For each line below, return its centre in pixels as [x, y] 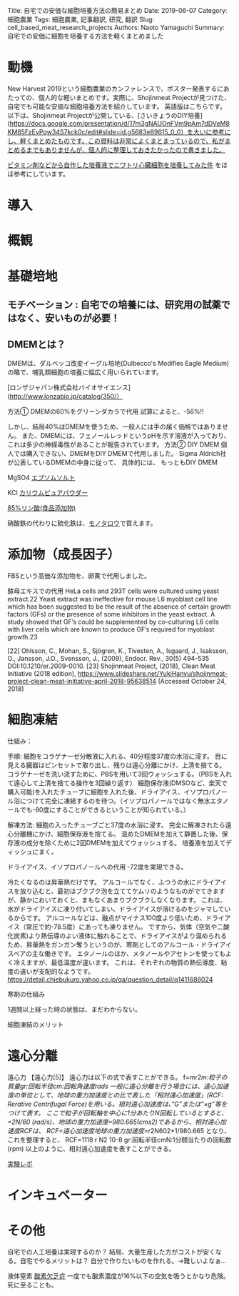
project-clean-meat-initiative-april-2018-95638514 [82, 681]
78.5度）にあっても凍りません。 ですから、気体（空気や [135, 927]
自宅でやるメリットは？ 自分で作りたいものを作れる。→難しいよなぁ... [123, 1260]
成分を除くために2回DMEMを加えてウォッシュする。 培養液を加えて [126, 842]
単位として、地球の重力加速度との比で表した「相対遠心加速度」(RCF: [121, 1095]
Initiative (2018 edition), [42, 673]
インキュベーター [58, 1195]
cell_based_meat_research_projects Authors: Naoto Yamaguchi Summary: [116, 28]
